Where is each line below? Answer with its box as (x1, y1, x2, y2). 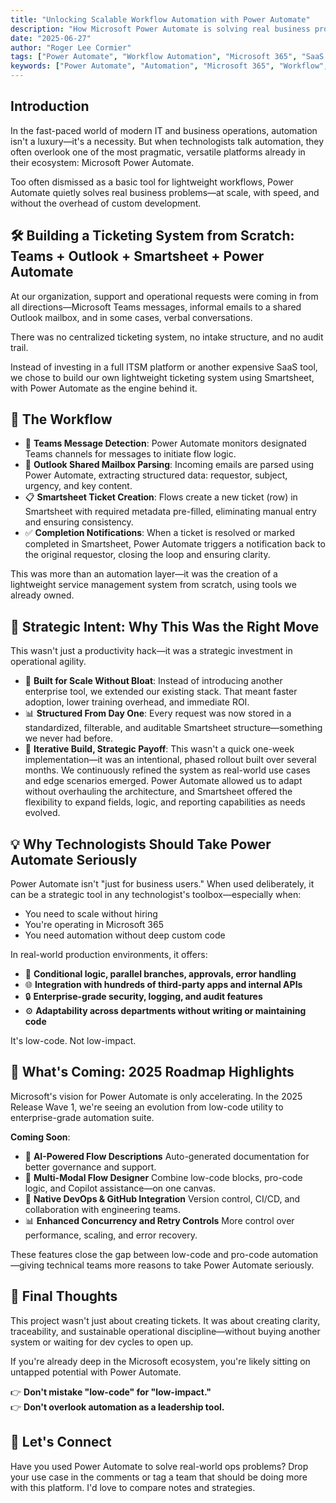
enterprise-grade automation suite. (10, 1111, 155, 1123)
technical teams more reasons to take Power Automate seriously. (46, 1259, 315, 1271)
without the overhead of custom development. (10, 197, 202, 209)
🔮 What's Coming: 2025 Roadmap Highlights (10, 1064, 295, 1081)
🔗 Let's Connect (10, 1434, 112, 1451)
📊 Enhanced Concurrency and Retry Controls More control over (24, 1214, 295, 1226)
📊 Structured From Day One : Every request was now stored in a (24, 707, 292, 720)
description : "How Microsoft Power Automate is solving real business (10, 24, 311, 34)
